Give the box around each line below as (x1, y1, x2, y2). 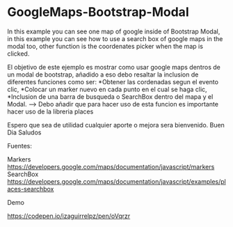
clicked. (7, 49, 30, 58)
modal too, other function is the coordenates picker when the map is (7, 42, 204, 50)
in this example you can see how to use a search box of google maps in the (7, 34, 223, 42)
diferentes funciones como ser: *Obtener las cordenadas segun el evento (7, 77, 219, 86)
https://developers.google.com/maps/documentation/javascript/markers (7, 162, 215, 171)
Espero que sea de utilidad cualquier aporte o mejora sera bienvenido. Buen (7, 120, 225, 129)
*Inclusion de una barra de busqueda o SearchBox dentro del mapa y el (7, 92, 214, 101)
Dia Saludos (7, 128, 42, 136)
